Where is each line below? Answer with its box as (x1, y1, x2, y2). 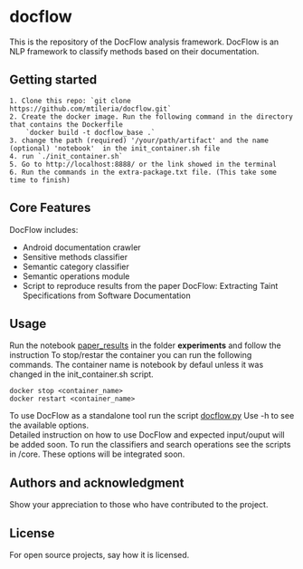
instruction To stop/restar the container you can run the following (9, 350, 252, 361)
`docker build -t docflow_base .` (25, 128, 156, 137)
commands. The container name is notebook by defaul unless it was (9, 360, 264, 371)
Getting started (9, 72, 98, 88)
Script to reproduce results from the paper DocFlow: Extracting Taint (22, 280, 279, 291)
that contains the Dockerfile (9, 120, 124, 129)
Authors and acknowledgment (9, 475, 185, 490)
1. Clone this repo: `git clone (9, 96, 131, 105)
